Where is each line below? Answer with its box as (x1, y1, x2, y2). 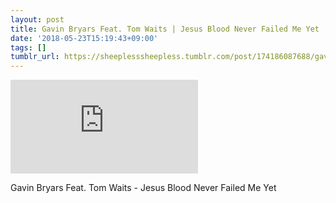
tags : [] (10, 42, 47, 53)
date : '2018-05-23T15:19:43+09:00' (10, 33, 159, 43)
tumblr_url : (10, 52, 60, 62)
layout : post (10, 14, 65, 25)
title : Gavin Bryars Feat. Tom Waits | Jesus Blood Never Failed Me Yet (10, 24, 320, 34)
